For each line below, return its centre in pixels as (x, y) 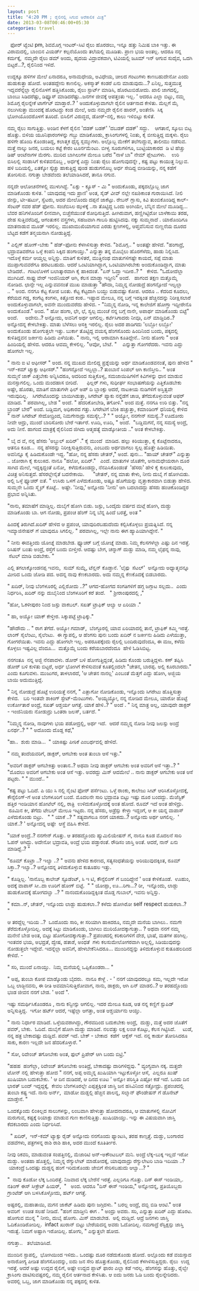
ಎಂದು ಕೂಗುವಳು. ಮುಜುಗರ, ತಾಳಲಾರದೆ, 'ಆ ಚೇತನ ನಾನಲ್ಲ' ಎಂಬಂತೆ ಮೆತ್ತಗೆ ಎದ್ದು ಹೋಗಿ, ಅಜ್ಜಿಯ (94, 673)
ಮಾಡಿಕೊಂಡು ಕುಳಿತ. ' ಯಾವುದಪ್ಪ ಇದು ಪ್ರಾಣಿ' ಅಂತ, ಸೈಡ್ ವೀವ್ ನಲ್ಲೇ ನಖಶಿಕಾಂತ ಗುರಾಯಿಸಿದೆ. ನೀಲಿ (95, 193)
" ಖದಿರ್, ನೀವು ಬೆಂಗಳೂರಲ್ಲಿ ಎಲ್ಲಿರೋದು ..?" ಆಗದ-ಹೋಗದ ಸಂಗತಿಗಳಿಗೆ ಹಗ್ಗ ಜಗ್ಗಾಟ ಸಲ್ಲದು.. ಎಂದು (97, 586)
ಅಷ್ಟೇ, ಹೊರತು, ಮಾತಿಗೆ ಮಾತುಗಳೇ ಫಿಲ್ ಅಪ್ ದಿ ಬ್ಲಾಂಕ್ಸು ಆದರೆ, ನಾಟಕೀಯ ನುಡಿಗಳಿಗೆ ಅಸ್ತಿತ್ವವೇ (90, 389)
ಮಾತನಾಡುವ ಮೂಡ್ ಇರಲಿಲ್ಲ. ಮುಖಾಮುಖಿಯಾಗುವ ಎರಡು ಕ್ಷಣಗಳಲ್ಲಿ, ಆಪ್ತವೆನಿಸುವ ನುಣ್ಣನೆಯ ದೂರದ (97, 226)
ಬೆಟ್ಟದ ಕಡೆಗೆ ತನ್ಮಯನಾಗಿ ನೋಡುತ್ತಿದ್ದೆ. (40, 233)
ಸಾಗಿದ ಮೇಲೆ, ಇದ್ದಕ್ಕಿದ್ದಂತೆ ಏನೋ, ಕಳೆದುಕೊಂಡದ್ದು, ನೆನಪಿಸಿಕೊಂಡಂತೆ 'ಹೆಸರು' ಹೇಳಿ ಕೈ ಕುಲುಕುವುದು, (95, 467)
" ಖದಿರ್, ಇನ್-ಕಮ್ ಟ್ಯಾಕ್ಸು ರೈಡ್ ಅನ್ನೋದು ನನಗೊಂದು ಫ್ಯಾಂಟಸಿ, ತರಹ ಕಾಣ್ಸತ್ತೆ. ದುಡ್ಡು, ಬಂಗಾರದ (97, 1136)
